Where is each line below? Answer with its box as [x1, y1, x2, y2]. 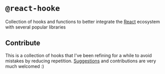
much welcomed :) [5, 63, 44, 69]
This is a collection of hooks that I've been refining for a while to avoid [5, 52, 152, 58]
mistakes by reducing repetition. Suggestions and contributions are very [5, 58, 156, 64]
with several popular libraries [5, 24, 66, 30]
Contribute [5, 39, 41, 47]
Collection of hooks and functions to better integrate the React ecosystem [5, 18, 160, 24]
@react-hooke [5, 4, 60, 13]
